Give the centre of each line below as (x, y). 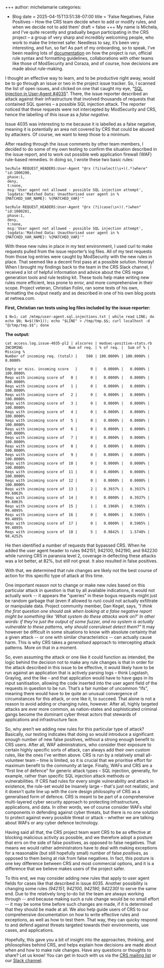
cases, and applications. (30, 930)
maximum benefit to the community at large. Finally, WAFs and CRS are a (79, 765)
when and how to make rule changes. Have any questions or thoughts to (78, 950)
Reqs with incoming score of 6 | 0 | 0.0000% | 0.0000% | (78, 429)
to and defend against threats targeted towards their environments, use (77, 925)
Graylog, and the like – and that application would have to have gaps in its (79, 678)
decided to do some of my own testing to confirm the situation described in (81, 149)
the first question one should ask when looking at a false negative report (79, 611)
